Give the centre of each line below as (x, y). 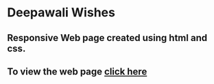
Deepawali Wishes (61, 13)
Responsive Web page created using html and (107, 38)
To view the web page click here (77, 71)
